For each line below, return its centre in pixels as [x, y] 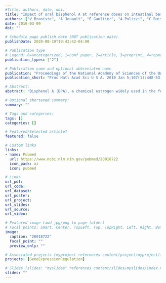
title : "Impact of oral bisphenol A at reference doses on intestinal [79, 14]
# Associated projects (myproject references [53, 255]
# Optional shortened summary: [37, 100]
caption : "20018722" [31, 237]
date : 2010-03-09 [23, 23]
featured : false [22, 136]
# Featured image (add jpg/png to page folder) [55, 223]
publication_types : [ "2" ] [32, 60]
